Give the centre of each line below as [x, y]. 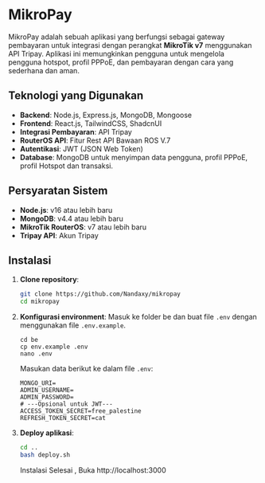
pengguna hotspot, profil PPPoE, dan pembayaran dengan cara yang [121, 62]
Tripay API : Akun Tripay [59, 235]
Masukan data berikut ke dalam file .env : [86, 369]
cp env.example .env [54, 347]
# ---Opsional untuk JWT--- [66, 404]
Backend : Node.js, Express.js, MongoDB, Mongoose [106, 115]
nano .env [36, 354]
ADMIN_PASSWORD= [47, 397]
